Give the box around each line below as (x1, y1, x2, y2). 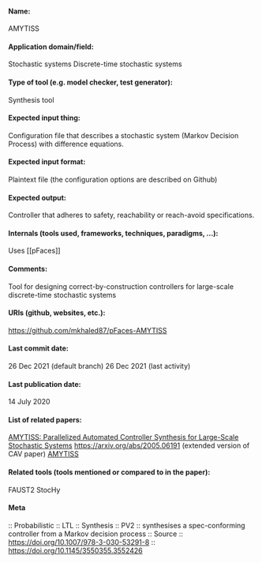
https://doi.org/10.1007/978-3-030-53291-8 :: (8, 537, 155, 546)
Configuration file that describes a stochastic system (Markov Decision (8, 130, 239, 140)
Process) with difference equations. (8, 139, 125, 148)
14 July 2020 (8, 397, 51, 407)
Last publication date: (8, 379, 81, 388)
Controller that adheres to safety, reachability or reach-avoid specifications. (8, 210, 255, 220)
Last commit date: (8, 343, 69, 353)
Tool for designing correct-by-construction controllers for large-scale (8, 281, 234, 291)
